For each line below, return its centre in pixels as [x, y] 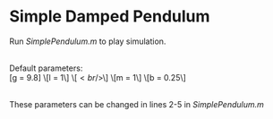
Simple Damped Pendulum [110, 17]
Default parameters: [46, 68]
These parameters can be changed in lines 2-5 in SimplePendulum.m [136, 104]
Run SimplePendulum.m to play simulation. [88, 41]
